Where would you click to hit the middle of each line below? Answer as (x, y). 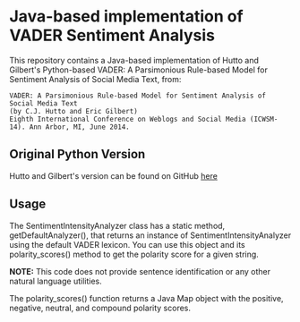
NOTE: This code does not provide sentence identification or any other (140, 271)
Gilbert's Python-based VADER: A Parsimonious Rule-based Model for (139, 70)
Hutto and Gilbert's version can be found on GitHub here (113, 175)
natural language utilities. (56, 281)
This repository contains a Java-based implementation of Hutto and (134, 60)
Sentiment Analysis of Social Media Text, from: (95, 79)
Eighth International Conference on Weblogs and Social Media (128, 119)
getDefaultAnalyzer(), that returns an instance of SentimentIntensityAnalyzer (150, 235)
